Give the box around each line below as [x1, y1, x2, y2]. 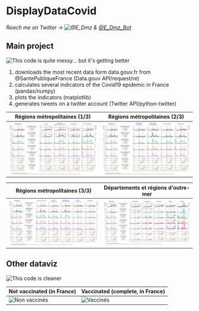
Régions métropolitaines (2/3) [108, 113, 185, 120]
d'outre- [168, 184, 191, 191]
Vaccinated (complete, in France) [81, 288, 165, 295]
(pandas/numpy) [14, 87, 56, 95]
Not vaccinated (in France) [8, 288, 76, 295]
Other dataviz [6, 259, 58, 269]
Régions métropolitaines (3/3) [15, 187, 92, 194]
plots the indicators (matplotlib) [14, 93, 91, 100]
